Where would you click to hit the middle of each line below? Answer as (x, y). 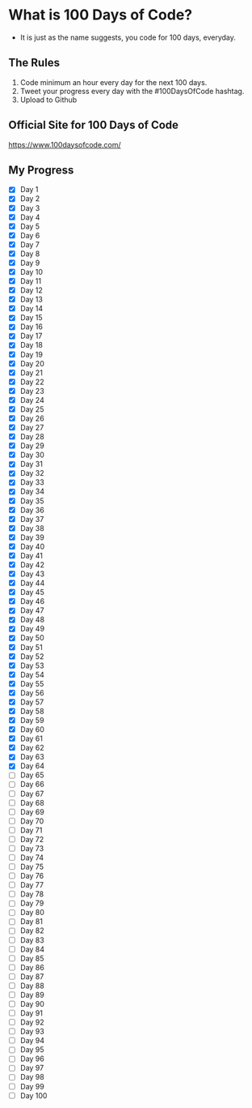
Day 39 (32, 537)
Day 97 (32, 1068)
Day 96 (32, 1059)
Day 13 (31, 299)
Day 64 (32, 766)
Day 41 (31, 555)
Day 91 (31, 1013)
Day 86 (32, 967)
